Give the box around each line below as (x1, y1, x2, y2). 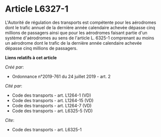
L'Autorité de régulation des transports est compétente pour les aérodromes (5, 19, 156, 25)
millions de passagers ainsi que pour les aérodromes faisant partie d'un (5, 30, 147, 35)
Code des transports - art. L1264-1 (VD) (12, 92, 91, 98)
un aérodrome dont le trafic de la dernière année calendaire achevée (5, 40, 142, 46)
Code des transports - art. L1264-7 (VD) (12, 103, 92, 108)
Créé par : (5, 64, 24, 70)
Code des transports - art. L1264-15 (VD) (12, 97, 94, 103)
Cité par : (5, 83, 23, 88)
